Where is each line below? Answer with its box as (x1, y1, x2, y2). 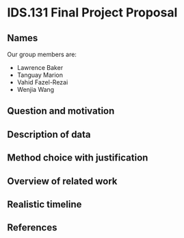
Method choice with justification (7, 152, 148, 164)
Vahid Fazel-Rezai (16, 78, 68, 86)
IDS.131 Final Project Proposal (7, 5, 178, 21)
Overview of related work (7, 175, 118, 187)
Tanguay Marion (16, 71, 64, 79)
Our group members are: (7, 50, 77, 58)
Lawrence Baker (16, 64, 64, 71)
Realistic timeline (7, 198, 82, 210)
